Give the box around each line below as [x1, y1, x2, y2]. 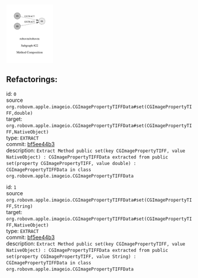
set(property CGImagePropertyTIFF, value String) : [6, 253, 136, 260]
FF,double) [6, 110, 33, 116]
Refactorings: [6, 75, 58, 85]
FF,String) [6, 203, 33, 209]
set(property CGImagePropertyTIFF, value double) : [6, 160, 136, 166]
